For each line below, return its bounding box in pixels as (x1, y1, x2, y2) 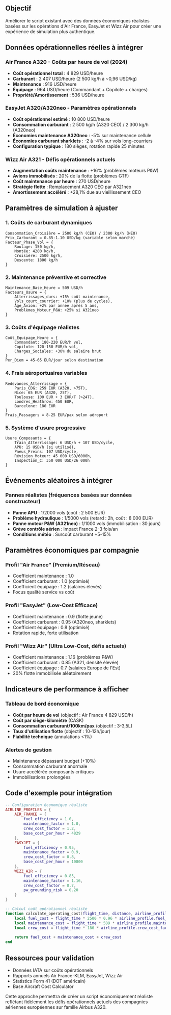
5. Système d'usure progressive (5, 424, 86, 431)
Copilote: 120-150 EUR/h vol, (14, 344, 79, 350)
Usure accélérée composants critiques (12, 768, 94, 774)
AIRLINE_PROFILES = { (5, 807, 51, 812)
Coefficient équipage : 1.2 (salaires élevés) (12, 584, 102, 590)
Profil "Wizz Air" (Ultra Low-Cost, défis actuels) (5, 642, 126, 649)
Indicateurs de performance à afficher (5, 685, 129, 694)
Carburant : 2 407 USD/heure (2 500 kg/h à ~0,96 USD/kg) (12, 75, 137, 82)
